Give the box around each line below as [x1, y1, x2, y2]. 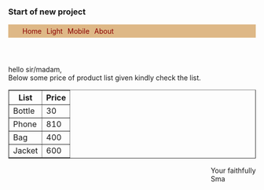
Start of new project [8, 6, 86, 17]
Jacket [13, 145, 38, 156]
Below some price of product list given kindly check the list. [8, 73, 202, 82]
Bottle [13, 105, 35, 116]
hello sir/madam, [8, 65, 63, 75]
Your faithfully [211, 166, 256, 175]
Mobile [67, 27, 90, 36]
